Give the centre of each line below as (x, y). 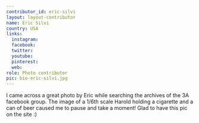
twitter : (22, 51)
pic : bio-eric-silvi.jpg (37, 78)
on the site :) (22, 115)
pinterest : (25, 61)
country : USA (22, 28)
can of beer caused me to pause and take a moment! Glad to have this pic (97, 108)
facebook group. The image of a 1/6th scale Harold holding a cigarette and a (100, 102)
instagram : (25, 39)
